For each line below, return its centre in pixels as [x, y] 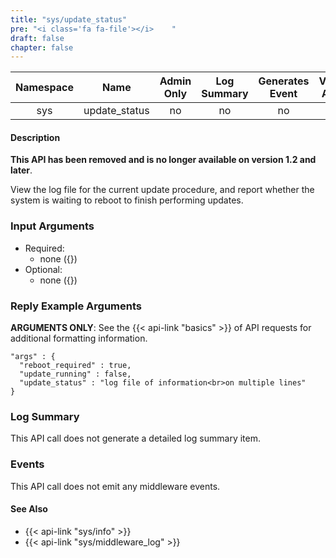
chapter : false [42, 47]
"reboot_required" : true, [75, 366]
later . [21, 170]
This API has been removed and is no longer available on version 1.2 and [163, 160]
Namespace [45, 88]
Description [35, 137]
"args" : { [33, 357]
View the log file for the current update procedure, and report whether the [162, 190]
